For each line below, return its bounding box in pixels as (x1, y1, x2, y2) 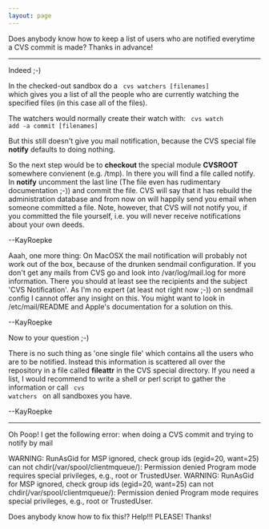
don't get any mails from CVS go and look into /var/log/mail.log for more (8, 268, 247, 277)
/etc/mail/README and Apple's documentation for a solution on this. (8, 301, 234, 311)
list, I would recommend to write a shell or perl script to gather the (8, 374, 227, 383)
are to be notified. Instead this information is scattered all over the (8, 357, 226, 366)
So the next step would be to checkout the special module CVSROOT (8, 160, 239, 169)
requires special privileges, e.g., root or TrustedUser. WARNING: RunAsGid (8, 470, 255, 480)
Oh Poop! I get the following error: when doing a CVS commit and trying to (8, 430, 254, 439)
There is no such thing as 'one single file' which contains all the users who (8, 348, 254, 357)
